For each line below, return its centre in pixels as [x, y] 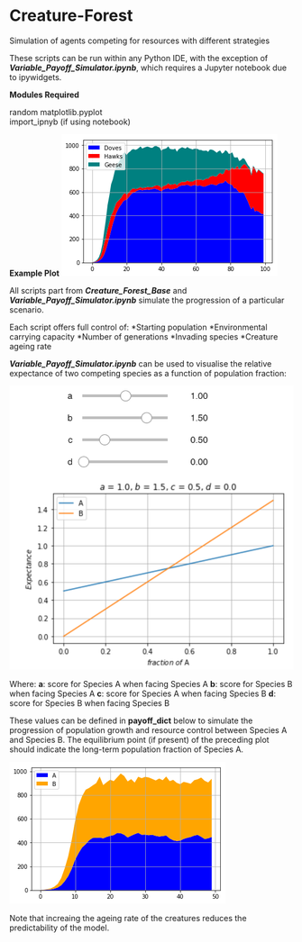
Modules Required [44, 95]
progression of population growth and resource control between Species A [148, 729]
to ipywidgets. [36, 77]
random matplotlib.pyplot [56, 112]
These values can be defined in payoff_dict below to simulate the [131, 720]
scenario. [27, 309]
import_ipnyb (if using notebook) [70, 122]
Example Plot [35, 273]
